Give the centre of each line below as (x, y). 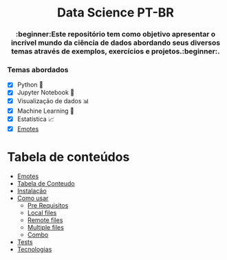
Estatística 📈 (36, 119)
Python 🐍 (30, 85)
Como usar (33, 198)
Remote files (45, 220)
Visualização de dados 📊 (53, 100)
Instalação (32, 191)
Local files (42, 213)
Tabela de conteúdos (68, 157)
